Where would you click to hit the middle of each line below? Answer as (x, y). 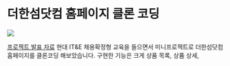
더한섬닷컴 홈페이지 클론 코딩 (83, 14)
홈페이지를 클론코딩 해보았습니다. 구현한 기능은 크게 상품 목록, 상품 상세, (103, 55)
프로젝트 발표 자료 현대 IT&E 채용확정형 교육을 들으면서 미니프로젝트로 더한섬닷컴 (115, 47)
